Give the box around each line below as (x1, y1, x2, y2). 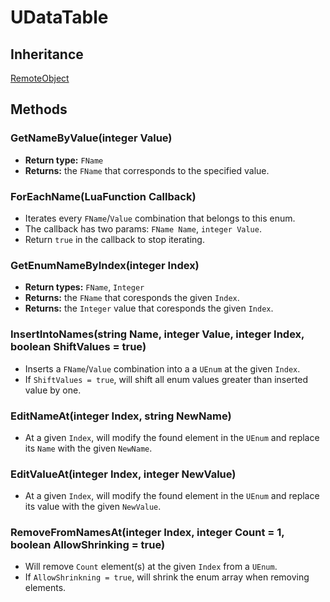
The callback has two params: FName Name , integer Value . (24, 222, 262, 235)
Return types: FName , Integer (24, 281, 145, 293)
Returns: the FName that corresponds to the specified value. (24, 164, 270, 176)
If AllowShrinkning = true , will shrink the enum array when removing (24, 571, 310, 583)
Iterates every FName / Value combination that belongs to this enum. (24, 212, 296, 224)
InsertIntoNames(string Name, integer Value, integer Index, (10, 327, 305, 341)
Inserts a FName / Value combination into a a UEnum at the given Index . (24, 362, 301, 375)
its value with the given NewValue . (24, 501, 162, 513)
